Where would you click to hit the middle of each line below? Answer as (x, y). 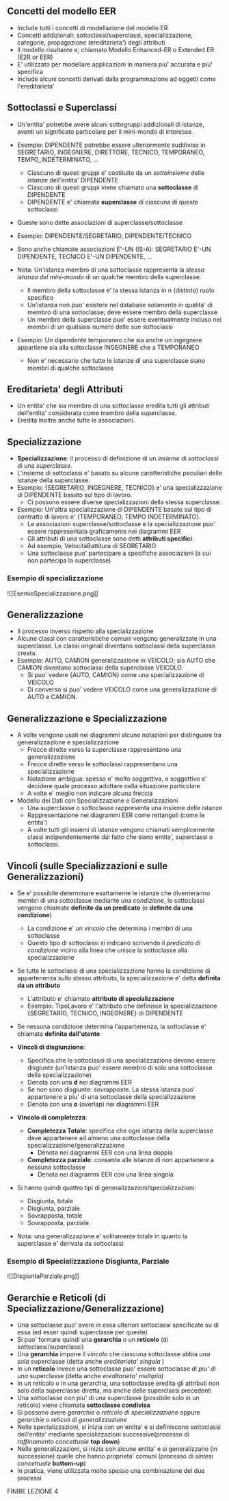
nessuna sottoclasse (56, 1167)
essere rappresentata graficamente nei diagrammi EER (104, 532)
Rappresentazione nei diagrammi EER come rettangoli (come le (116, 815)
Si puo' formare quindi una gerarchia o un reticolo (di (93, 1340)
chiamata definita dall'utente (58, 1033)
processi (29, 1478)
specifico (40, 297)
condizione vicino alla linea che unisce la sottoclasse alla (107, 950)
